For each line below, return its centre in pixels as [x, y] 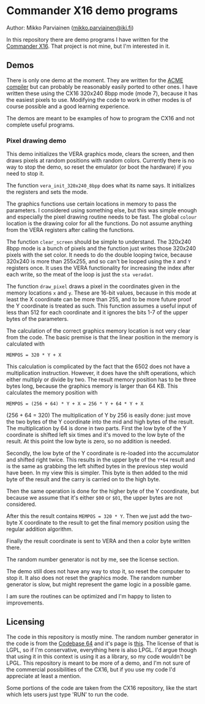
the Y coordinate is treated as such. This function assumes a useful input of [102, 306]
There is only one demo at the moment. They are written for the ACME [95, 80]
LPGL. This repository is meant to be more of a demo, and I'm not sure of [99, 663]
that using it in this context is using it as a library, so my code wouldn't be [99, 656]
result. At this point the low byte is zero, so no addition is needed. [89, 441]
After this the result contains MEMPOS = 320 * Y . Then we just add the [93, 516]
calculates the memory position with [52, 393]
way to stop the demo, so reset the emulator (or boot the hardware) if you [99, 167]
